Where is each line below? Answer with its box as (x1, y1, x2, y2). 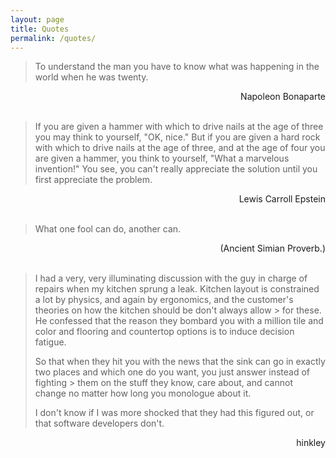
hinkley (296, 437, 326, 449)
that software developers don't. (34, 417, 165, 430)
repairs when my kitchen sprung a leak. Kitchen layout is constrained (34, 283, 320, 295)
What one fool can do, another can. (34, 223, 182, 235)
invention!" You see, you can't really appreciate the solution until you (34, 163, 318, 175)
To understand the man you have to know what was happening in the (34, 61, 320, 73)
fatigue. (34, 336, 67, 348)
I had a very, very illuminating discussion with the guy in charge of (34, 272, 308, 285)
